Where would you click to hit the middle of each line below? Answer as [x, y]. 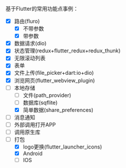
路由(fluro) [27, 21]
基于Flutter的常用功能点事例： [42, 9]
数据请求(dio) [30, 44]
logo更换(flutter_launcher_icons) [62, 147]
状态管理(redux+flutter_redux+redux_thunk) [67, 51]
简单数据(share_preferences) [58, 110]
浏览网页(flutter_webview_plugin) [54, 80]
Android [33, 154]
